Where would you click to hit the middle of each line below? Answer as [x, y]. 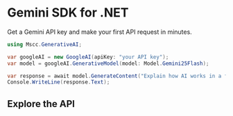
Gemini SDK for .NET [68, 13]
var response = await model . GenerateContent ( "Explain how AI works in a [114, 76]
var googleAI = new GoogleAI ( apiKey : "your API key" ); [88, 57]
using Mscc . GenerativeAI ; [44, 44]
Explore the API [41, 104]
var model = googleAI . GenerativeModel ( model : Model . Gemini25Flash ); [108, 64]
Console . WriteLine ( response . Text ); [59, 82]
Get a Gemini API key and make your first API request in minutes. [100, 32]
